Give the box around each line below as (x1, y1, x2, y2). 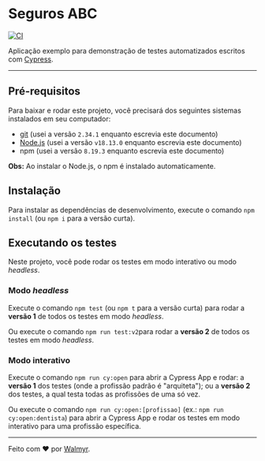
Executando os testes (8, 236, 117, 249)
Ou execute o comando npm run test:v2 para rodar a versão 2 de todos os (8, 326, 250, 336)
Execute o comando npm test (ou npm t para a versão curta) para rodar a (8, 303, 245, 312)
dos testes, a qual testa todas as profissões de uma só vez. (8, 389, 201, 399)
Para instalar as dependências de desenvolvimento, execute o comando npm (8, 205, 255, 214)
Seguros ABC (8, 5, 98, 23)
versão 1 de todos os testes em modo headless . (8, 311, 164, 321)
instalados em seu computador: (8, 113, 111, 123)
